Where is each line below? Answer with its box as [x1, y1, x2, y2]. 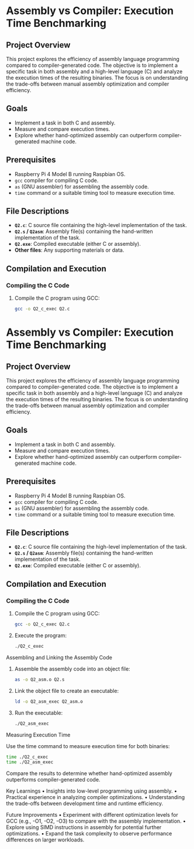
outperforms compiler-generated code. [6, 776, 101, 783]
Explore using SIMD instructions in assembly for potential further [6, 824, 162, 831]
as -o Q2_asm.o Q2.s [14, 677, 65, 682]
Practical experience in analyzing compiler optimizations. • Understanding [6, 794, 185, 801]
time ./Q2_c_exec [6, 754, 49, 760]
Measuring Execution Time [6, 731, 71, 738]
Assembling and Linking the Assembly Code [6, 654, 113, 661]
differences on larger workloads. [6, 836, 85, 843]
